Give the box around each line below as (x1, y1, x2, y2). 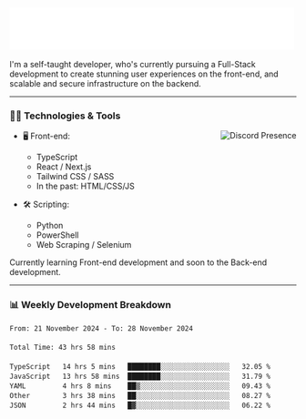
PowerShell (36, 230, 79, 240)
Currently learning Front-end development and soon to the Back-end (9, 257, 268, 268)
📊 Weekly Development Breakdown (9, 299, 171, 312)
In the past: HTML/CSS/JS (36, 180, 135, 192)
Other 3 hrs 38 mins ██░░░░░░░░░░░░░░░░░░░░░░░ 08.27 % (9, 391, 271, 400)
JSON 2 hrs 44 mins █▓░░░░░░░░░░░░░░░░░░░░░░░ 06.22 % (9, 401, 271, 410)
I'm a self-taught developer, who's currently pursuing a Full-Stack (9, 59, 257, 69)
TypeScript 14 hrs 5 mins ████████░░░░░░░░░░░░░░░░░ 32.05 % (9, 363, 271, 372)
